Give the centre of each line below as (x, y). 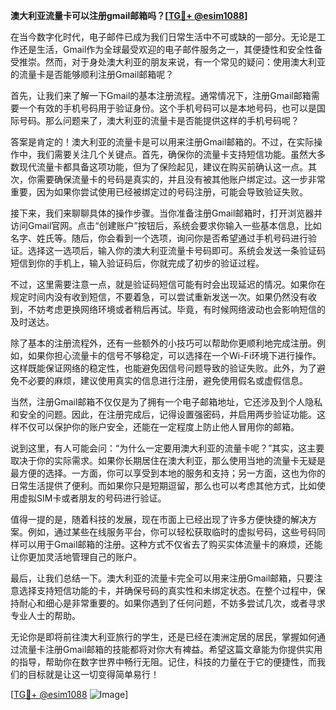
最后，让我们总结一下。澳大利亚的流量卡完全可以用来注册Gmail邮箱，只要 (162, 578)
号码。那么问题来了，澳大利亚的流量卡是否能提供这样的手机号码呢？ (159, 120)
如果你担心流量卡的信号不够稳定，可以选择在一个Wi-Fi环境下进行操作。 (174, 355)
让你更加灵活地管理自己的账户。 (76, 557)
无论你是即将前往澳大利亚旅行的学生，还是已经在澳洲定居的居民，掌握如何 (163, 637)
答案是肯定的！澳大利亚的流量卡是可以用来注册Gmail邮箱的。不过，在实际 (162, 142)
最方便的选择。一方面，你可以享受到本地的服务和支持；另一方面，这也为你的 (168, 473)
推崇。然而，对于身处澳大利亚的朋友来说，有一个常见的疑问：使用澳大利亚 (172, 62)
